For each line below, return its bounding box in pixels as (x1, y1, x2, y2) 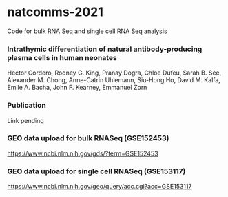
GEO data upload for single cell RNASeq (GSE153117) (7, 167, 186, 176)
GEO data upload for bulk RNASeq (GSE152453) (7, 133, 169, 143)
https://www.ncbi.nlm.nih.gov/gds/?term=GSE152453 (7, 149, 158, 158)
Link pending (7, 116, 45, 124)
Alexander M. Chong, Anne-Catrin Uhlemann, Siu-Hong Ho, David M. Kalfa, (7, 76, 220, 84)
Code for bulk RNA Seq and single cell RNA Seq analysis (7, 27, 167, 35)
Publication (7, 101, 46, 111)
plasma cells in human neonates (7, 53, 117, 62)
